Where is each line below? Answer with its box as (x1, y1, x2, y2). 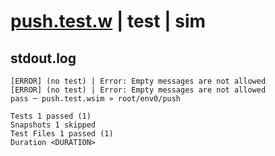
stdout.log (10, 50, 77, 67)
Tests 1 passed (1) (10, 111, 92, 121)
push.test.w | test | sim (10, 10, 207, 33)
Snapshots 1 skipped (10, 120, 97, 130)
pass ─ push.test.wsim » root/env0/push (10, 94, 182, 104)
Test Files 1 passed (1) (10, 129, 114, 139)
